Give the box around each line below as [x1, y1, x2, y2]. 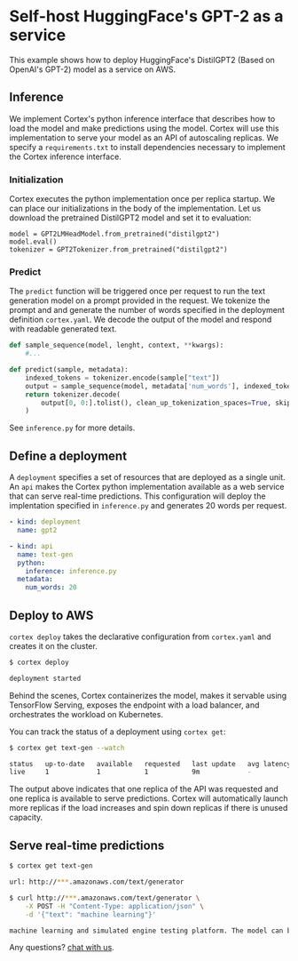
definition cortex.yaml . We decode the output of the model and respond [9, 314, 272, 325]
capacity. [9, 812, 43, 823]
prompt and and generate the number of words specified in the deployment [9, 305, 286, 316]
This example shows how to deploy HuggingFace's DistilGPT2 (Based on [9, 54, 275, 65]
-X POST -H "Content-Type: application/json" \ [25, 901, 204, 910]
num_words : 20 [25, 583, 77, 592]
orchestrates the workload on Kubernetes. [9, 709, 164, 719]
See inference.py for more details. [9, 422, 136, 433]
